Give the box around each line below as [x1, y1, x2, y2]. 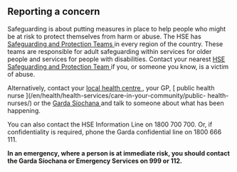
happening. [7, 106, 41, 114]
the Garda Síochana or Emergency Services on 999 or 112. [7, 156, 183, 165]
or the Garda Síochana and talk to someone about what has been [33, 99, 224, 107]
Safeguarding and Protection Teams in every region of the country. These [7, 39, 223, 48]
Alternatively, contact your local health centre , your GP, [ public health [7, 83, 215, 92]
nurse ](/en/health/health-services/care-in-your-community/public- [7, 91, 206, 100]
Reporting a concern [7, 6, 100, 18]
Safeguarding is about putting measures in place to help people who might [7, 24, 226, 33]
